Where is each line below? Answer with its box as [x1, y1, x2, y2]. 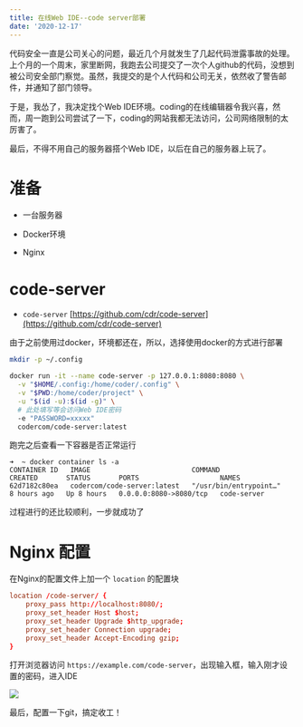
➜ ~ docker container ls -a [9, 458, 119, 467]
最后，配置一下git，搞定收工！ [9, 707, 122, 718]
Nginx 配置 [9, 541, 90, 562]
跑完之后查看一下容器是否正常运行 [9, 440, 137, 451]
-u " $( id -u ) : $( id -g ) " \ [17, 396, 116, 406]
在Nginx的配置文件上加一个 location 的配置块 [9, 573, 179, 585]
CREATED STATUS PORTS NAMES [9, 473, 241, 483]
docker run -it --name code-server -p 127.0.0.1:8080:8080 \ [9, 372, 245, 381]
